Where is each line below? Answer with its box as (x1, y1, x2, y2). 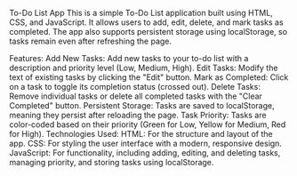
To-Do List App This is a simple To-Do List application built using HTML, (9, 8, 273, 18)
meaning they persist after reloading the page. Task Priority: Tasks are (9, 110, 267, 120)
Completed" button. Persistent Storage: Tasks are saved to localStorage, (9, 100, 275, 110)
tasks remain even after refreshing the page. (9, 36, 172, 46)
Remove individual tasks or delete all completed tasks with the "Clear (9, 91, 262, 101)
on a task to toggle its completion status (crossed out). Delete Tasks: (9, 82, 261, 92)
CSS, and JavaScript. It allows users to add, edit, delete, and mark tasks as (9, 17, 284, 28)
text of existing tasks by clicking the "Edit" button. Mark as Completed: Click (9, 72, 289, 83)
